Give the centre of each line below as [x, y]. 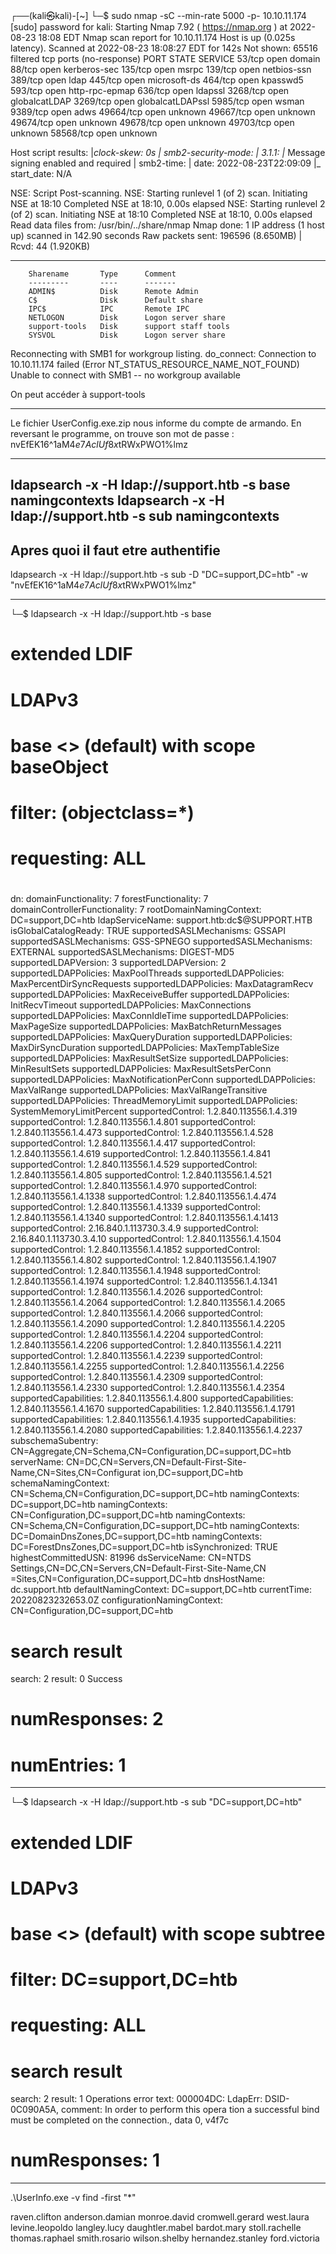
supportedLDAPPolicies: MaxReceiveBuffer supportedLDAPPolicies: [150, 995]
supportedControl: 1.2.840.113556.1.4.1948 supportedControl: [136, 1271]
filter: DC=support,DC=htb [124, 1980]
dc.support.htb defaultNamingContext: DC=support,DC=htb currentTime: [161, 1590]
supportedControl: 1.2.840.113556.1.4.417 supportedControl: [133, 1143]
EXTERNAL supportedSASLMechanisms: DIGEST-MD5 [122, 952]
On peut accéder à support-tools [78, 394]
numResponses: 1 [85, 2160]
